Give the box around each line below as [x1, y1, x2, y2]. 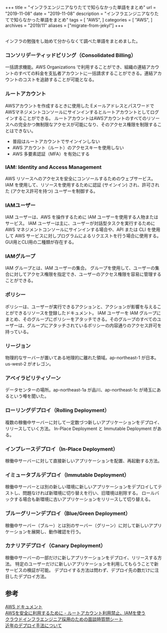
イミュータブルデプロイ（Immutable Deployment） [5, 471, 130, 478]
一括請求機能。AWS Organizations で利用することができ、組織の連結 [5, 64, 147, 70]
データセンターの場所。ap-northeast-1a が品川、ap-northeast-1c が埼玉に [5, 387, 157, 393]
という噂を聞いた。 [9, 393, 49, 399]
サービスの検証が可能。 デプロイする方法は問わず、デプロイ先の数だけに [5, 567, 155, 573]
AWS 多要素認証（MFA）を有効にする [12, 150, 90, 156]
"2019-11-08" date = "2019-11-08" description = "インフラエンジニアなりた [5, 10, 159, 16]
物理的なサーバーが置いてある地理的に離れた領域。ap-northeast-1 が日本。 [5, 354, 159, 361]
